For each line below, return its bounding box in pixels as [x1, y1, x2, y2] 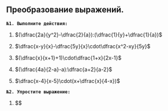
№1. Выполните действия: [6, 20, 68, 26]
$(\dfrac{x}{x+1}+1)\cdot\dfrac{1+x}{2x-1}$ [14, 54, 122, 61]
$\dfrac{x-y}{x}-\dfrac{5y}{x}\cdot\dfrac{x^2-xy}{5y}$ [14, 42, 151, 50]
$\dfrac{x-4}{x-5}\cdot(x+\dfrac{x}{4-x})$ [14, 77, 120, 84]
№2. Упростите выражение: [6, 89, 70, 95]
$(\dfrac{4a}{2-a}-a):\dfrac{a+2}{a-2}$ [14, 66, 113, 73]
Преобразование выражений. [6, 5, 124, 15]
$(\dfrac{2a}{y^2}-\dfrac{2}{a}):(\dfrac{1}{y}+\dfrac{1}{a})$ [14, 31, 163, 38]
